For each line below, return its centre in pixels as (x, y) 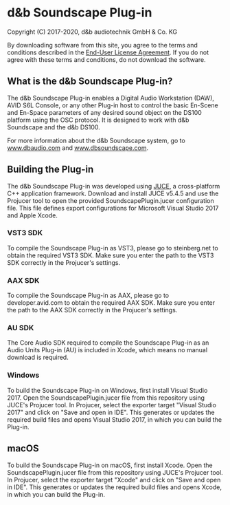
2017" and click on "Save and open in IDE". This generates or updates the (111, 412)
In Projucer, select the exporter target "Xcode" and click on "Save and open (114, 480)
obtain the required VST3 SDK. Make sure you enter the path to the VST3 (111, 255)
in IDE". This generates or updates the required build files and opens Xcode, (114, 487)
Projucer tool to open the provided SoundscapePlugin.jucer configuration (111, 200)
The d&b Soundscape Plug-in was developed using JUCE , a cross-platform (114, 186)
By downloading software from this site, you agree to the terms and (102, 45)
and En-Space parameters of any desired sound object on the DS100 (105, 112)
